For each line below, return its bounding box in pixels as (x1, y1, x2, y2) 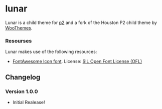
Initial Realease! (12, 99, 45, 105)
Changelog (5, 73, 41, 81)
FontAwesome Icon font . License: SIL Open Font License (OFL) (12, 58, 142, 64)
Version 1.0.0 (5, 88, 38, 95)
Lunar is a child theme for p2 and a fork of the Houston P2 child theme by (5, 19, 157, 25)
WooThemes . (5, 24, 33, 30)
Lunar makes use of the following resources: (5, 48, 97, 55)
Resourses (5, 37, 32, 44)
